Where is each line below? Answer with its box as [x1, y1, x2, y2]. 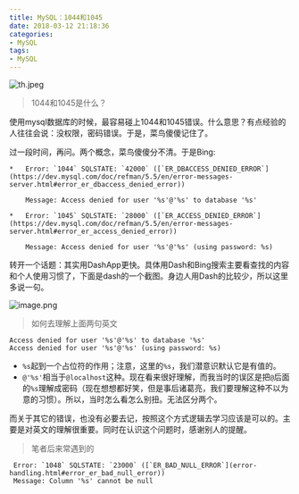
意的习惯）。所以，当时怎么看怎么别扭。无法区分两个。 [21, 394, 222, 405]
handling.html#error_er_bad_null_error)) [9, 469, 166, 478]
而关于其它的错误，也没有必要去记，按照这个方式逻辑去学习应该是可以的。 [9, 413, 283, 423]
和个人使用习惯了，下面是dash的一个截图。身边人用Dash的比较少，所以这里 [9, 271, 288, 281]
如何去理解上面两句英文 [30, 318, 118, 329]
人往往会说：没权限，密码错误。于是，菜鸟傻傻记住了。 [9, 128, 212, 138]
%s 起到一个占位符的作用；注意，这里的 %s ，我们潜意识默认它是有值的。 [21, 361, 281, 371]
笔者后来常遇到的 [30, 443, 95, 454]
